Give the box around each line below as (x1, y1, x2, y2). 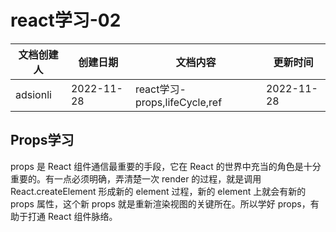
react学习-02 (10, 9, 122, 32)
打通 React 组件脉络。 (27, 210, 118, 222)
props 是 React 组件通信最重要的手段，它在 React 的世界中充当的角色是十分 (10, 160, 322, 172)
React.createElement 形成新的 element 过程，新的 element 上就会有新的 (10, 185, 307, 197)
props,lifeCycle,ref (134, 95, 223, 109)
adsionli (15, 87, 52, 101)
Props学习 (10, 132, 75, 149)
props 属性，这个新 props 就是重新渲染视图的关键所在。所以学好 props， (10, 197, 311, 210)
